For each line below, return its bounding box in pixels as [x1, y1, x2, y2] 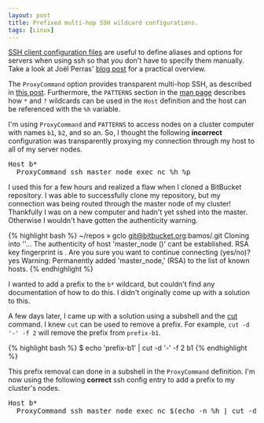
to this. [8, 296, 31, 306]
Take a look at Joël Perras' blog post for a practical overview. [8, 64, 207, 74]
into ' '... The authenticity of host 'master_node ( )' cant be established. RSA [8, 239, 249, 249]
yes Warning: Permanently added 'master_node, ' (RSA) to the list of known [8, 256, 250, 265]
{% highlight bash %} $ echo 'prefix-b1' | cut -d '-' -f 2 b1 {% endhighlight [8, 343, 247, 353]
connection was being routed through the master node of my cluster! [8, 199, 232, 209]
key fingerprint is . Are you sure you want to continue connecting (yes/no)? [8, 248, 251, 257]
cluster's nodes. [8, 384, 60, 393]
